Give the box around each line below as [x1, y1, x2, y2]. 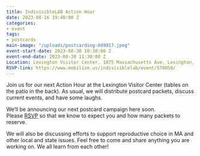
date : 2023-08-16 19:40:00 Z [6, 14, 79, 20]
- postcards [6, 37, 36, 43]
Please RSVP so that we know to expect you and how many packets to [6, 112, 181, 119]
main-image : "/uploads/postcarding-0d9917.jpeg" [6, 43, 130, 49]
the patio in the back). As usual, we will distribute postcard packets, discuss [6, 88, 194, 95]
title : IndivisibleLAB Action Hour [6, 8, 95, 15]
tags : [6, 31, 20, 37]
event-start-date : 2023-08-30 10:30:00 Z [6, 48, 112, 54]
